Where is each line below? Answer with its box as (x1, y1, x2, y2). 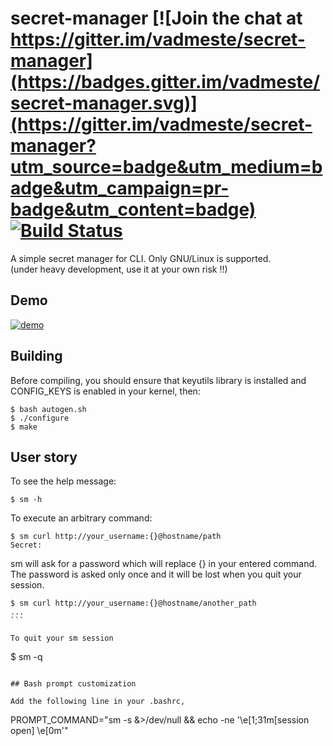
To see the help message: (10, 475, 117, 487)
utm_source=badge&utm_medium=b (10, 156, 323, 179)
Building (10, 348, 63, 365)
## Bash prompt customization (10, 679, 137, 689)
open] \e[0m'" (10, 725, 69, 737)
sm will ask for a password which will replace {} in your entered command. (10, 558, 318, 570)
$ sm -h (10, 495, 43, 505)
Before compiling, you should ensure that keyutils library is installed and (10, 374, 307, 386)
